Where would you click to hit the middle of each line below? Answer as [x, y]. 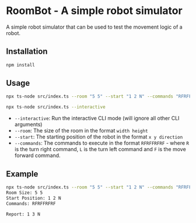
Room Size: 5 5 [24, 193]
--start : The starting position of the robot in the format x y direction [99, 137]
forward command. [37, 155]
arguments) [28, 124]
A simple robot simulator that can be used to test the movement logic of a [94, 27]
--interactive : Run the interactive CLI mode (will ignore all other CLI [97, 119]
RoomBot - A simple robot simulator [94, 11]
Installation [27, 52]
